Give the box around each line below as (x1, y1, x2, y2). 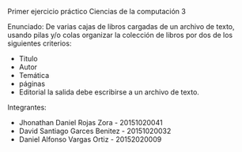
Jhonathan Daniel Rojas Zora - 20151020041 (18, 118, 163, 127)
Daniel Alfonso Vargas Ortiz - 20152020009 (18, 135, 162, 144)
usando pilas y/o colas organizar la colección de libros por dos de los (7, 31, 233, 39)
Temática (18, 71, 49, 80)
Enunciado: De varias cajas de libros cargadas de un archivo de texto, (7, 22, 235, 31)
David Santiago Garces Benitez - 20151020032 (18, 126, 172, 135)
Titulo (18, 54, 38, 63)
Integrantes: (7, 102, 47, 112)
